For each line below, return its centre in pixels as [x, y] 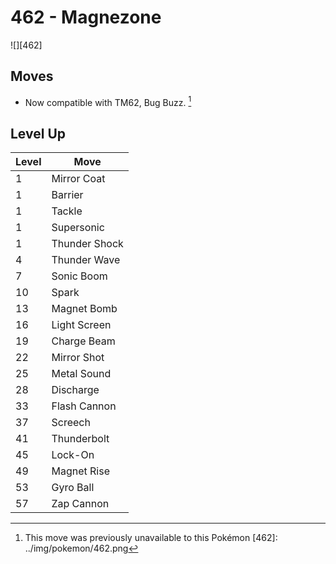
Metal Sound [81, 374]
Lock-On [73, 455]
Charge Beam [83, 341]
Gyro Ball [73, 488]
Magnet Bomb [84, 309]
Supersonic [78, 228]
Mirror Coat [78, 179]
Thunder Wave [86, 260]
